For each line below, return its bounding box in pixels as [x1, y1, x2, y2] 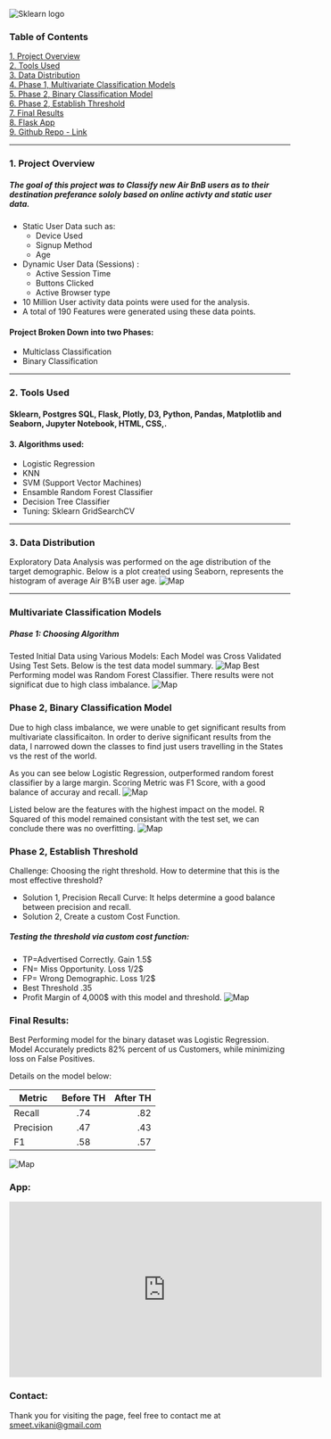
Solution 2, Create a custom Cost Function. [21, 911, 180, 922]
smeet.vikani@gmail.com [9, 1419, 102, 1430]
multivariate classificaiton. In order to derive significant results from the [9, 732, 272, 742]
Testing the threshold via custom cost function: [9, 931, 190, 942]
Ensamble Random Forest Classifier [21, 487, 153, 498]
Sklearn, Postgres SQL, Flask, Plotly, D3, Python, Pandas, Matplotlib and [9, 409, 283, 419]
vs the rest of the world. [9, 750, 97, 761]
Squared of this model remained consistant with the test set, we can [9, 813, 260, 824]
